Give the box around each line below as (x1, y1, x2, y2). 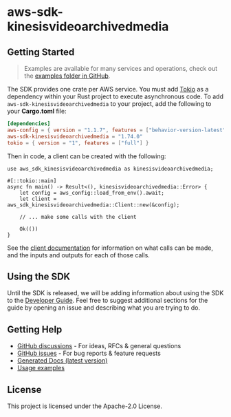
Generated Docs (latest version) (16, 356, 108, 365)
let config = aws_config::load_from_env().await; (19, 189, 165, 196)
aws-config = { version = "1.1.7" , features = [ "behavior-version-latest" (7, 127, 226, 133)
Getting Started (7, 46, 75, 58)
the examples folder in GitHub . (23, 72, 111, 80)
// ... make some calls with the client (19, 213, 137, 220)
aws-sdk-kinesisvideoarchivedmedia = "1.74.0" (7, 133, 143, 140)
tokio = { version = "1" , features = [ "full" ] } (7, 139, 149, 147)
